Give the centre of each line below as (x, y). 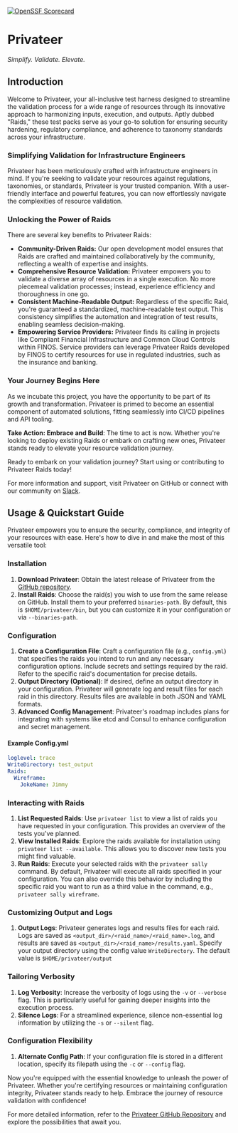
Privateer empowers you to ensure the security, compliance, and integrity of (119, 530)
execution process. (45, 1007)
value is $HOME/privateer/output (65, 959)
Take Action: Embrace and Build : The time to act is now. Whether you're (114, 433)
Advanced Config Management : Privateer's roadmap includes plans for (123, 711)
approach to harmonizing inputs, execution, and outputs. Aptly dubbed (111, 114)
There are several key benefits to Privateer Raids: (80, 235)
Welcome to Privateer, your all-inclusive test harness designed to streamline (119, 99)
